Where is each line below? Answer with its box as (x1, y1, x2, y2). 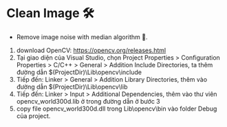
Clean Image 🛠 (6, 5, 94, 21)
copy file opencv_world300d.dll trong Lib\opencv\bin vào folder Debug (16, 104, 217, 113)
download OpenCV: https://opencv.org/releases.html (16, 46, 166, 54)
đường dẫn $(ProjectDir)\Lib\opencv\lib (16, 82, 128, 91)
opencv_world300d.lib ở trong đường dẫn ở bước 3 (16, 97, 160, 105)
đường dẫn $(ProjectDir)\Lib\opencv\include (16, 68, 142, 76)
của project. (16, 111, 51, 120)
